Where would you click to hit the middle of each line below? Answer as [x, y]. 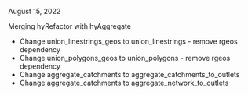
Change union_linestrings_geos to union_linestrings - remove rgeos [128, 41]
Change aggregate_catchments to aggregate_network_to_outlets [124, 83]
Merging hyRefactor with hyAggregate [70, 26]
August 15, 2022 [35, 11]
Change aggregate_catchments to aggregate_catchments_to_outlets [129, 74]
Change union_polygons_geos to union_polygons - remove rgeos [125, 58]
